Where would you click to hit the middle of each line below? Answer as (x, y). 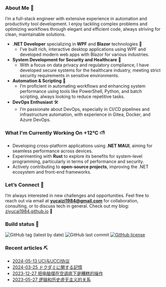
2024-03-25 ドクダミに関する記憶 (47, 267)
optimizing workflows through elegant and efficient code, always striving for (83, 29)
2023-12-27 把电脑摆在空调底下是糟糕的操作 (57, 274)
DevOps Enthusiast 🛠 (35, 102)
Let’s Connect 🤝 (25, 185)
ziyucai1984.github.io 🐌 (29, 211)
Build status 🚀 (22, 224)
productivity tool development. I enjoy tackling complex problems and (76, 24)
